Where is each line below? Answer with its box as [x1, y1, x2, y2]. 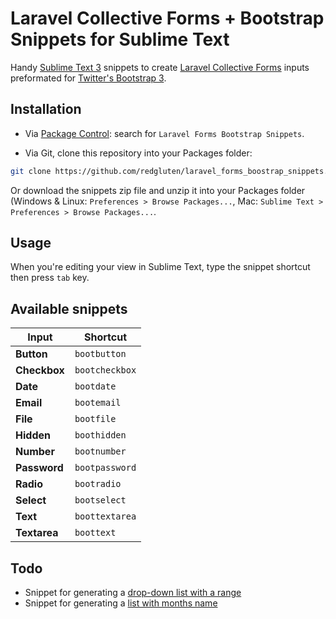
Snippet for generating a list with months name [24, 597, 218, 609]
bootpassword [74, 462, 137, 474]
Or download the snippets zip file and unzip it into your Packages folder [10, 184, 306, 196]
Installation [10, 101, 82, 118]
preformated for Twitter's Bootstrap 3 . [10, 72, 167, 84]
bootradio [74, 478, 122, 490]
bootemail [74, 397, 122, 409]
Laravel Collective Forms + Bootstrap [10, 7, 325, 30]
